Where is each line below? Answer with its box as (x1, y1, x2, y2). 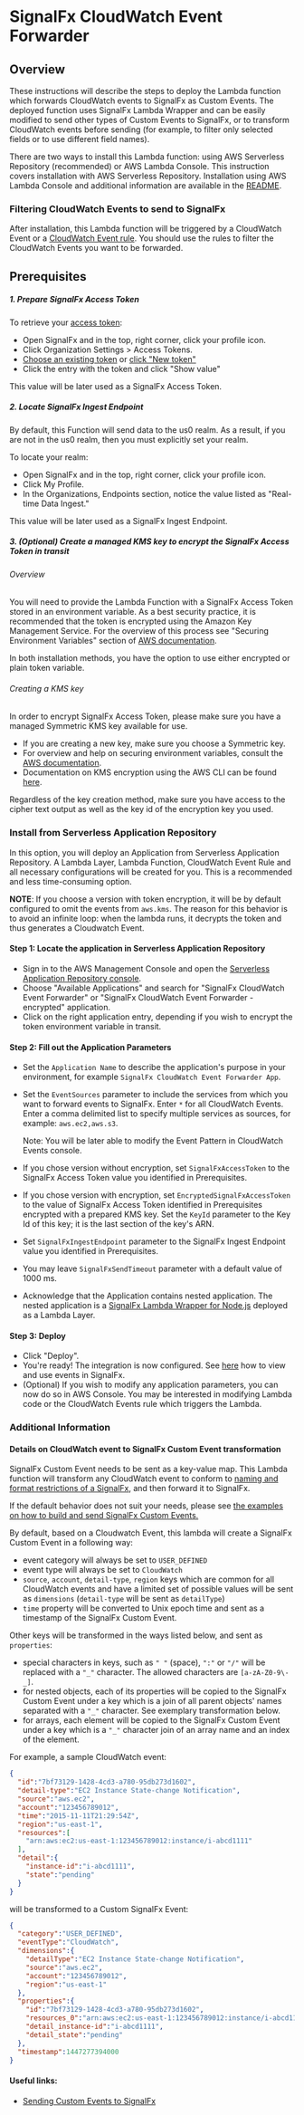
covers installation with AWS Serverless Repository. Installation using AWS (9, 170, 287, 181)
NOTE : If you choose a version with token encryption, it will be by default (9, 894, 282, 904)
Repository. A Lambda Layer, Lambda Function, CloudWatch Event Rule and (9, 857, 291, 867)
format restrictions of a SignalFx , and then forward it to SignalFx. (9, 1483, 251, 1494)
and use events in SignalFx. (22, 1370, 125, 1381)
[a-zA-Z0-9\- (240, 1669, 290, 1678)
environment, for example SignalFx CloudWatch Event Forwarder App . (22, 1071, 281, 1083)
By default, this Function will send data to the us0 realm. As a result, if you (9, 424, 286, 435)
